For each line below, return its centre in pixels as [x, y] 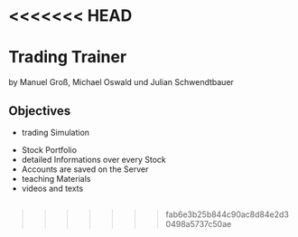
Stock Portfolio [49, 149]
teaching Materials [56, 178]
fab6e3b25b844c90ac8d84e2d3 [228, 214]
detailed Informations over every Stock [93, 159]
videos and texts [52, 188]
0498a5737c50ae [199, 224]
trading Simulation [56, 132]
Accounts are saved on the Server [85, 169]
